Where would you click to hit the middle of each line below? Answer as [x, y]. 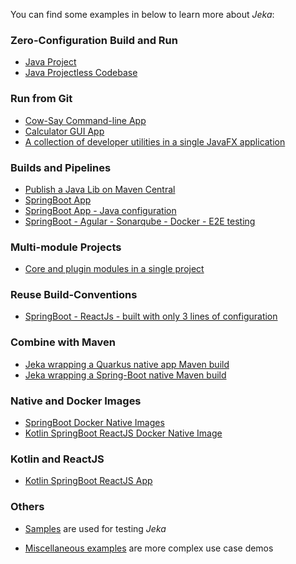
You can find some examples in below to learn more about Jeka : [142, 14]
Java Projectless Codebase [81, 73]
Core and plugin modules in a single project [114, 269]
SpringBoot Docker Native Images [94, 423]
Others [27, 507]
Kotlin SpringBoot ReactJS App [88, 481]
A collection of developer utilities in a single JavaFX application [155, 141]
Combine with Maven [63, 342]
